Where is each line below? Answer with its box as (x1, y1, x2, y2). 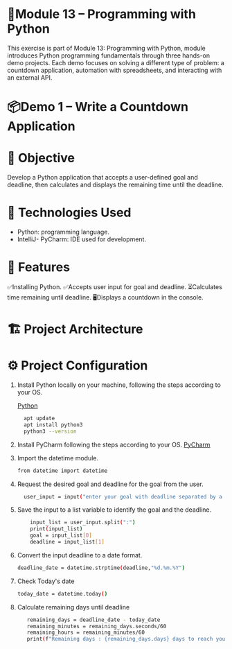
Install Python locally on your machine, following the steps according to (17, 381, 222, 389)
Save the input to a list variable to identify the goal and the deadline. (17, 505, 212, 514)
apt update (24, 415, 55, 422)
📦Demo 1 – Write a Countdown (7, 99, 189, 115)
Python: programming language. (17, 228, 109, 236)
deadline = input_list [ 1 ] (30, 539, 105, 546)
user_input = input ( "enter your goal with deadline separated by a (24, 493, 223, 500)
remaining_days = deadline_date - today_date (26, 616, 161, 623)
